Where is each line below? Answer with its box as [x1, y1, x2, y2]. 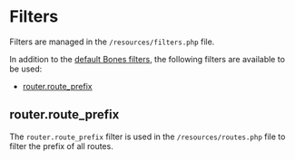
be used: [9, 63, 43, 74]
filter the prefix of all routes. [9, 140, 113, 151]
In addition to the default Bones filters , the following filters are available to [9, 53, 286, 64]
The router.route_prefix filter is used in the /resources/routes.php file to [9, 131, 286, 142]
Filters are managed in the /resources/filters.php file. [9, 36, 215, 47]
